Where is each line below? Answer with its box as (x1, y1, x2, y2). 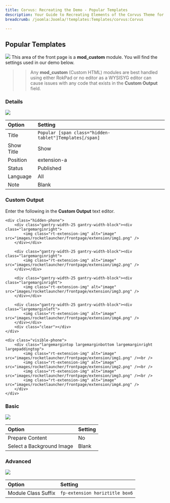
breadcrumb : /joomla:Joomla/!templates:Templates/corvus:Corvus (5, 17, 144, 22)
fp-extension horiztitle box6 (60, 490, 133, 496)
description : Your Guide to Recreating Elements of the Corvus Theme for (5, 12, 164, 17)
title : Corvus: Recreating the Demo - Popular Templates (5, 7, 128, 13)
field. (30, 86, 41, 92)
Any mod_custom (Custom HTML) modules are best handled (30, 69, 158, 76)
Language (8, 173, 32, 180)
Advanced (5, 458, 31, 464)
